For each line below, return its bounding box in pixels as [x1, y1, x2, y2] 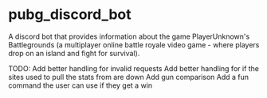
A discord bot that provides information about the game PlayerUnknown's [8, 32, 250, 41]
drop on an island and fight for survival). [8, 48, 140, 58]
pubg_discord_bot [8, 6, 132, 24]
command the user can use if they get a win [8, 81, 153, 90]
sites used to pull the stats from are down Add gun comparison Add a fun [8, 72, 249, 81]
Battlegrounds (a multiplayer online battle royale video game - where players [8, 40, 260, 49]
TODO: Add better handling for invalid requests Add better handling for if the [8, 63, 260, 73]
